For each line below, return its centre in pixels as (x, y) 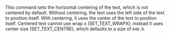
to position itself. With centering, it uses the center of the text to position (81, 18)
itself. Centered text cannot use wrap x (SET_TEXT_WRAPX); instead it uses (84, 23)
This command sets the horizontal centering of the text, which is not (77, 7)
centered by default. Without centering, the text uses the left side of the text (85, 13)
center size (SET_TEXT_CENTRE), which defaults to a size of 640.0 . (75, 29)
